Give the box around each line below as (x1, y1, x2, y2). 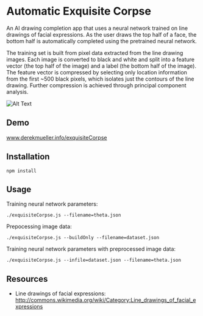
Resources (6, 273, 48, 284)
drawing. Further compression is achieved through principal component (6, 81, 187, 89)
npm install (6, 168, 37, 174)
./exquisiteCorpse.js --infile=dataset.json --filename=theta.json (6, 257, 182, 264)
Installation (6, 151, 50, 162)
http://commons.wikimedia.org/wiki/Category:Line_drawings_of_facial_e (15, 296, 196, 304)
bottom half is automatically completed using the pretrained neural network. (6, 37, 197, 45)
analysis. (6, 88, 29, 95)
